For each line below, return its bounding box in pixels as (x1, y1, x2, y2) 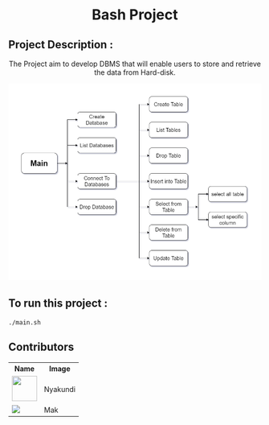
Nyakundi (43, 384, 76, 394)
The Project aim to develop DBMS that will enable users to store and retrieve (8, 59, 262, 68)
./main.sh (8, 319, 42, 327)
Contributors (8, 340, 75, 354)
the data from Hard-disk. (93, 68, 177, 77)
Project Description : (8, 38, 114, 52)
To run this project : (8, 296, 108, 310)
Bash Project (92, 6, 178, 24)
